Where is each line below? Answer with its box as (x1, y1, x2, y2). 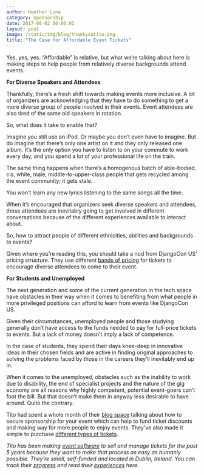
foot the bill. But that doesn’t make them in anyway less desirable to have (6, 393, 189, 400)
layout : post (6, 26, 39, 32)
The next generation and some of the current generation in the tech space (6, 287, 192, 293)
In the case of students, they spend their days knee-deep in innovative (6, 343, 183, 349)
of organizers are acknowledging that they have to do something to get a (6, 97, 188, 104)
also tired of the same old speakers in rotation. (6, 110, 123, 117)
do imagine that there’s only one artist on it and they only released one (6, 140, 182, 146)
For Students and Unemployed (6, 275, 85, 282)
